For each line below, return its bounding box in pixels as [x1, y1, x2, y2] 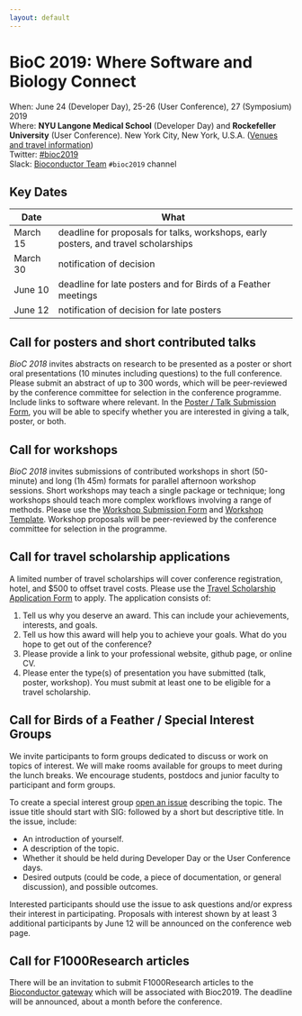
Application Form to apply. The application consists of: [9, 592, 211, 603]
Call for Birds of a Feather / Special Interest [9, 712, 254, 728]
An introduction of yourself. [22, 833, 124, 844]
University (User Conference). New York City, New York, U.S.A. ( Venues [9, 130, 279, 141]
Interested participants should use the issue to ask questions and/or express [9, 898, 293, 910]
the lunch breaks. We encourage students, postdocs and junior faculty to [9, 769, 280, 780]
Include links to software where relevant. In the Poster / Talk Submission [9, 397, 277, 408]
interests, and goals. [22, 619, 98, 630]
